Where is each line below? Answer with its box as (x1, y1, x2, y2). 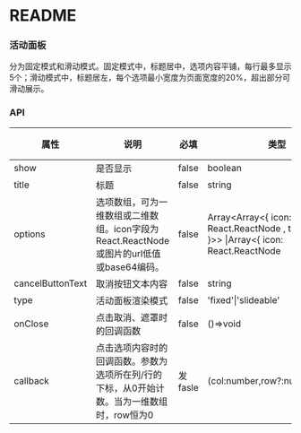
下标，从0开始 (95, 382, 156, 394)
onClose (13, 317, 49, 330)
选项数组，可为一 (95, 195, 168, 208)
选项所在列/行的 (95, 368, 163, 381)
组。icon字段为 (95, 222, 159, 235)
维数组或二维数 (95, 209, 159, 221)
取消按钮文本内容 (95, 277, 168, 290)
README (9, 5, 77, 26)
